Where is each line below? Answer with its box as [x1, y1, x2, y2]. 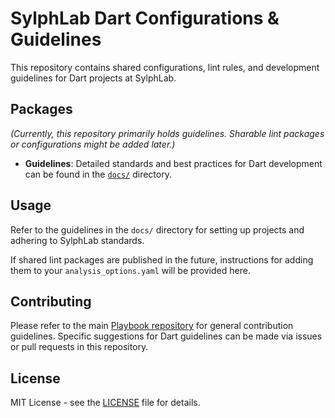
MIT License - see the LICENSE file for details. [10, 397, 201, 409]
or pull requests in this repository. [10, 341, 149, 353]
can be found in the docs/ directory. [24, 168, 172, 180]
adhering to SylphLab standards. [10, 234, 145, 246]
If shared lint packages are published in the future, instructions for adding [10, 253, 314, 266]
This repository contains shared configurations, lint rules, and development [10, 61, 320, 73]
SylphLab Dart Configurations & [10, 7, 280, 30]
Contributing [10, 293, 92, 310]
